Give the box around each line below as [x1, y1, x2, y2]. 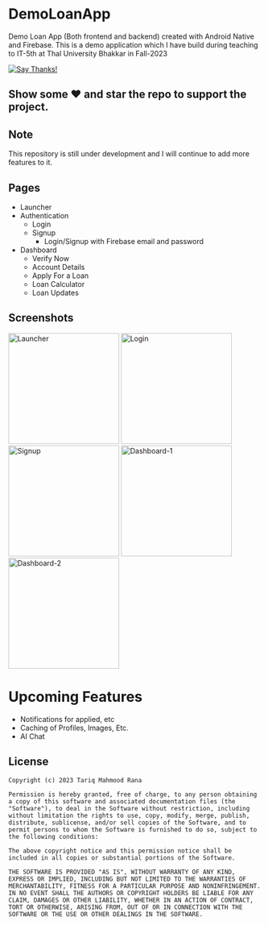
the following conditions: [8, 832, 99, 840]
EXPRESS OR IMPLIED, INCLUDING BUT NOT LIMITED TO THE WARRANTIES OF [8, 875, 247, 883]
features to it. [8, 158, 53, 168]
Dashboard [19, 245, 58, 255]
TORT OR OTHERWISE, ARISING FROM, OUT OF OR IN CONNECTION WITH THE [8, 903, 243, 911]
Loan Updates [31, 288, 79, 297]
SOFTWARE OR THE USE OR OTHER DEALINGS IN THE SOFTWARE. [8, 910, 204, 919]
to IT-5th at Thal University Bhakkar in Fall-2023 [8, 48, 167, 58]
